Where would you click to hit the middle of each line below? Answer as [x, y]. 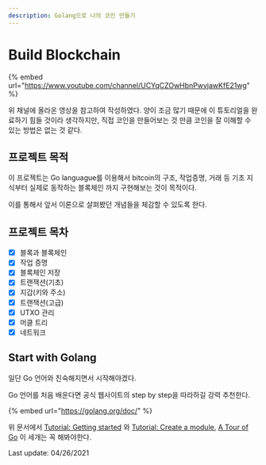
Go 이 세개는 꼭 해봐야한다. [50, 436]
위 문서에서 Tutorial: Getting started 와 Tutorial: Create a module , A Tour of [128, 427]
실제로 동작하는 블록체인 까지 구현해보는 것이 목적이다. [113, 188]
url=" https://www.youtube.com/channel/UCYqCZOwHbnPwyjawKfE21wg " [129, 85]
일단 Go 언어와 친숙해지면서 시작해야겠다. [72, 378]
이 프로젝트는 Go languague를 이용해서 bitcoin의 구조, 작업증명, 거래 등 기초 [127, 178]
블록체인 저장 [40, 273]
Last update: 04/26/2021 [49, 452]
